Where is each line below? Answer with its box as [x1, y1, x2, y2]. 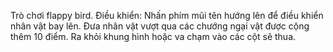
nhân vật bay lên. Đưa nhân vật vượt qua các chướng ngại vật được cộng [10, 20, 310, 32]
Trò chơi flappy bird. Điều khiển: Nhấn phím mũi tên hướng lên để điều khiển [10, 10, 324, 21]
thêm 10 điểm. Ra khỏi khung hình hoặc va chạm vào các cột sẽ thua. [10, 31, 297, 42]
